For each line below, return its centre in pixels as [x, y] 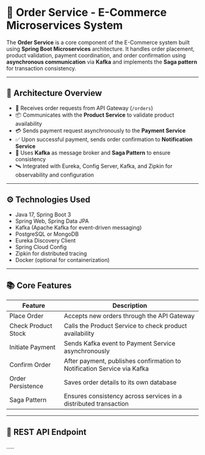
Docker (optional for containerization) [62, 260]
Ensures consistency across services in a [123, 396]
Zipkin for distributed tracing [51, 253]
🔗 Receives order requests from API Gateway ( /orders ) [84, 108]
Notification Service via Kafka [106, 369]
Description [130, 306]
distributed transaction [96, 404]
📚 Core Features [39, 286]
